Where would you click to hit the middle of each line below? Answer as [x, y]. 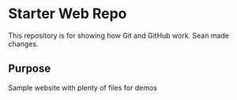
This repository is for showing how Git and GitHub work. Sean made [119, 35]
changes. [23, 43]
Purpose [30, 69]
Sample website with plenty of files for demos [83, 87]
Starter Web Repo [68, 14]
